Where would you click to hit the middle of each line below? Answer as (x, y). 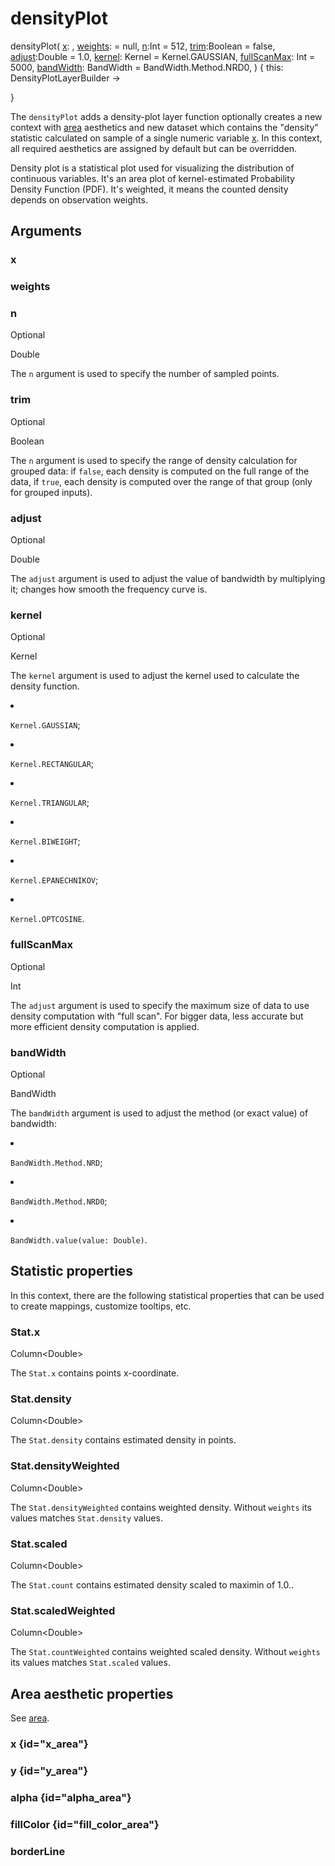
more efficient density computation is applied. (105, 1026)
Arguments (46, 231)
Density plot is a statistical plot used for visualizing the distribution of (152, 168)
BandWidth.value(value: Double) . (79, 1239)
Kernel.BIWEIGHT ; (45, 841)
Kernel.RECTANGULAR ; (52, 764)
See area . (30, 1718)
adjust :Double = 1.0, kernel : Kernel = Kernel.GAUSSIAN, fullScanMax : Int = (163, 56)
